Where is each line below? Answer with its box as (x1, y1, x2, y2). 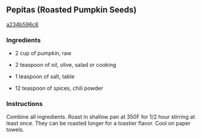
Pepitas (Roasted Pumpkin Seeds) (6, 5, 137, 15)
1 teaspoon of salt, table (14, 73, 75, 80)
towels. (6, 126, 24, 133)
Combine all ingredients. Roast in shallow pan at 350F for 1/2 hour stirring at (6, 113, 195, 121)
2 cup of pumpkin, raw (14, 49, 72, 57)
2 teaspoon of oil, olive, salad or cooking (14, 61, 116, 69)
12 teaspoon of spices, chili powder (14, 84, 104, 92)
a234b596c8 (6, 20, 39, 28)
